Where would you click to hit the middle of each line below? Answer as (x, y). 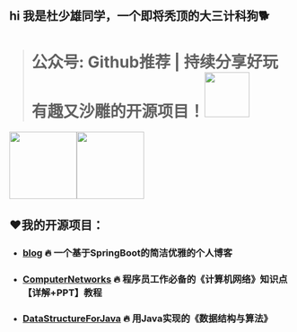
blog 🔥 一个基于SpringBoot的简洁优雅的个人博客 (127, 252)
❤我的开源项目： (57, 225)
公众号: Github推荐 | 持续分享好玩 (154, 62)
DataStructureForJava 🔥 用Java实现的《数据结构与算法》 (148, 319)
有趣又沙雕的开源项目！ (118, 111)
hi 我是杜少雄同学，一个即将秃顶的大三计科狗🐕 (140, 16)
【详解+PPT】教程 (62, 293)
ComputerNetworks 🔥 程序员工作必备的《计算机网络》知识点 (155, 279)
